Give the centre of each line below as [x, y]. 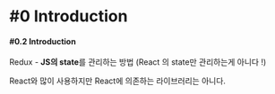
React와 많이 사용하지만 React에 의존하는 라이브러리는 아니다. [118, 81]
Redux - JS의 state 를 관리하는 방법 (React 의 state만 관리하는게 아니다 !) [138, 62]
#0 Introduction [69, 16]
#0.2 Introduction [43, 41]
